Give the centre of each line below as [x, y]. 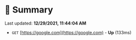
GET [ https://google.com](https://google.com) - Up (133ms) [71, 32]
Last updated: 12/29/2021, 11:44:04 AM [46, 23]
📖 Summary [29, 10]
